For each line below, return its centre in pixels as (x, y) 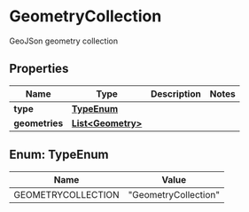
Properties (39, 69)
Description (175, 93)
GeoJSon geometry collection (63, 41)
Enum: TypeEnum (59, 155)
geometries (39, 123)
